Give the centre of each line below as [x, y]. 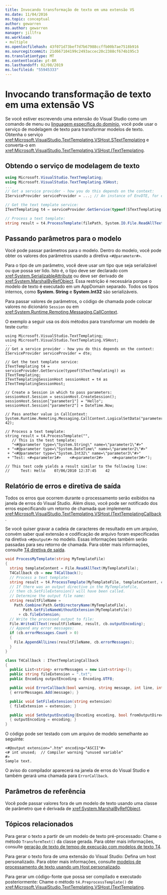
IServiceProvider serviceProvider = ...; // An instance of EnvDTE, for [82, 196]
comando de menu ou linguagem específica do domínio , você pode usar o [81, 124]
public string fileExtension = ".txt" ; [51, 674]
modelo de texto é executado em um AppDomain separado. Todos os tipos [82, 287]
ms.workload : [19, 38]
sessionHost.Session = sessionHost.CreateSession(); [61, 397]
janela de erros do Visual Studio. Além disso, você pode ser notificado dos [82, 503]
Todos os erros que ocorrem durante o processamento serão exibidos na [80, 498]
